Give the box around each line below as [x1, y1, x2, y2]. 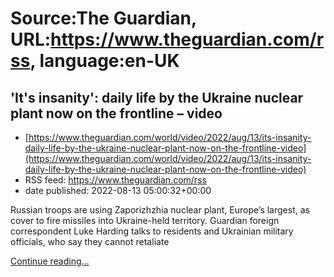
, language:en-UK [29, 50, 180, 72]
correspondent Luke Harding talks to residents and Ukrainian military [10, 225, 294, 237]
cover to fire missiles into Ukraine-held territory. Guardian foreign [10, 215, 280, 226]
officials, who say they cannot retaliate [10, 236, 170, 247]
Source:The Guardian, [10, 7, 197, 30]
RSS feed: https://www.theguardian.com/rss [24, 174, 207, 186]
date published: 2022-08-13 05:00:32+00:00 [24, 185, 212, 196]
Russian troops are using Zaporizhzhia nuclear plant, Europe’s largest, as [10, 204, 310, 216]
